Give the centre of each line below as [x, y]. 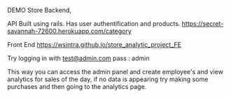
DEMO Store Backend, [40, 10]
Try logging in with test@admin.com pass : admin [78, 58]
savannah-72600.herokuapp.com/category [69, 31]
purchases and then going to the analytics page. [77, 86]
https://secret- [203, 23]
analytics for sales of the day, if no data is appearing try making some [108, 79]
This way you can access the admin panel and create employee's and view [115, 72]
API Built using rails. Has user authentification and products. [94, 23]
